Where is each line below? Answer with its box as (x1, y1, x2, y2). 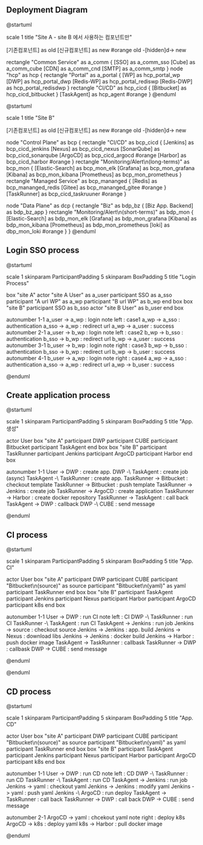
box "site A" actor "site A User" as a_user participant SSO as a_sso (6, 291, 172, 299)
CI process (6, 529, 48, 540)
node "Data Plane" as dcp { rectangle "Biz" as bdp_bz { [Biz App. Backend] (6, 202, 193, 209)
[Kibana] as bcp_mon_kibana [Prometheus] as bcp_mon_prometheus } (6, 171, 182, 178)
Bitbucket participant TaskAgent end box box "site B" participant (6, 443, 167, 451)
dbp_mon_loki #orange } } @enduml (6, 227, 96, 235)
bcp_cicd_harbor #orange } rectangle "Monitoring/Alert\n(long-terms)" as (6, 157, 190, 165)
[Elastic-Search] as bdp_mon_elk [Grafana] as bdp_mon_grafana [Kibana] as (6, 214, 197, 222)
